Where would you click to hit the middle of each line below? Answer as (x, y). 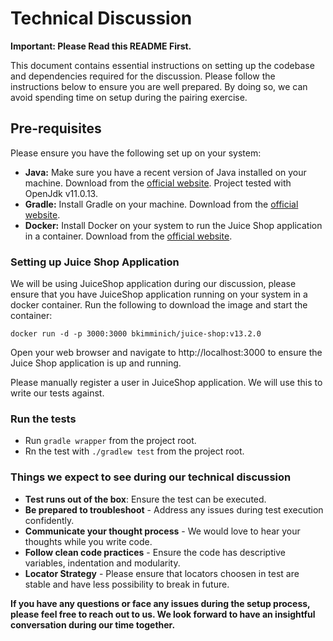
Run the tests (43, 419)
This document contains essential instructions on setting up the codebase (162, 65)
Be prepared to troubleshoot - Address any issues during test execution (174, 509)
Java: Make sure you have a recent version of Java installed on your (165, 172)
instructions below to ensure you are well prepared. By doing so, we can (159, 86)
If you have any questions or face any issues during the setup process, (160, 603)
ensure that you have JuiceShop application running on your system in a (159, 294)
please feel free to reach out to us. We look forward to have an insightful (163, 614)
